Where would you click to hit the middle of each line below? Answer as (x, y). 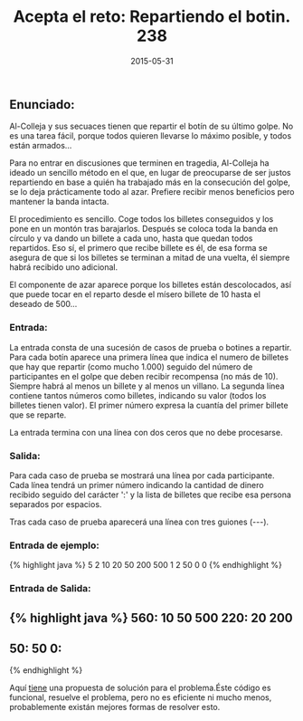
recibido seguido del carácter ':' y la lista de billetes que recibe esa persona (151, 495)
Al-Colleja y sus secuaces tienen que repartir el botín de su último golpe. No (151, 126)
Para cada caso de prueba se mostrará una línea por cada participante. (142, 475)
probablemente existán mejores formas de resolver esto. (115, 707)
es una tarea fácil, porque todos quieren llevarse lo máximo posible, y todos (151, 136)
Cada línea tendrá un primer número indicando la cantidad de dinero (137, 485)
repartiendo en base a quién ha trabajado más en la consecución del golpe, (150, 182)
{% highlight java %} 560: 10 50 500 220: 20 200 (151, 618)
